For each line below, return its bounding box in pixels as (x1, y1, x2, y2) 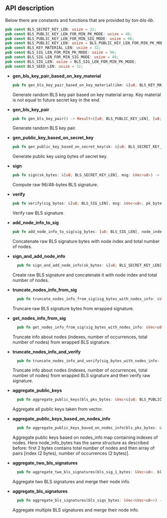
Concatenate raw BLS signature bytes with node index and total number (12, 238, 160, 244)
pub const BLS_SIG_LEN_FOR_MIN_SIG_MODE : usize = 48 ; (5, 55, 119, 60)
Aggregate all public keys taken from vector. (12, 406, 103, 412)
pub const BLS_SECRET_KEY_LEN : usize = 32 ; (5, 27, 97, 32)
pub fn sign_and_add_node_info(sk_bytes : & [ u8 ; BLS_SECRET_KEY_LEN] (17, 262, 162, 268)
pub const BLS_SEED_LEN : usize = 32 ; (5, 64, 83, 69)
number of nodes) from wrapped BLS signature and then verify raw (12, 373, 151, 379)
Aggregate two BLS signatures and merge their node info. (12, 479, 131, 485)
